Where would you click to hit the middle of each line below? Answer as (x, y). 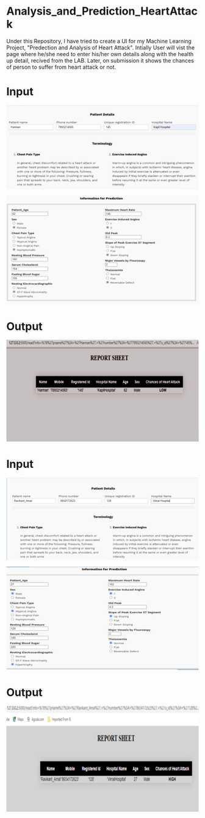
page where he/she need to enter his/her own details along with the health (100, 54)
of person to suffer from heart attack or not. (61, 67)
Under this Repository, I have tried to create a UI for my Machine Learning (99, 41)
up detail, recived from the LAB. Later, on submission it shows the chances (100, 60)
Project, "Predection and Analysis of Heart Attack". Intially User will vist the (101, 48)
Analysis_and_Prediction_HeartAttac (102, 11)
